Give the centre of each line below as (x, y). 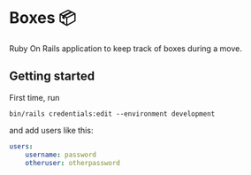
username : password (61, 155)
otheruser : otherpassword (73, 163)
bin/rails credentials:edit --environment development (112, 114)
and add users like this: (51, 130)
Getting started (52, 76)
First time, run (34, 97)
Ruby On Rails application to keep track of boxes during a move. (126, 48)
